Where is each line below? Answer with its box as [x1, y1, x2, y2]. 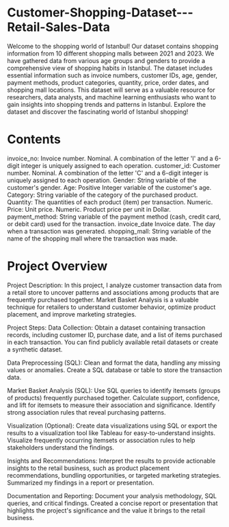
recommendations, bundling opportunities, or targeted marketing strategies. [7, 471, 221, 479]
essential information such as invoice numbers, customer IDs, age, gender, [7, 71, 217, 79]
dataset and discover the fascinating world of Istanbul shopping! [7, 108, 189, 116]
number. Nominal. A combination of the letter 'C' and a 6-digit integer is [7, 169, 208, 177]
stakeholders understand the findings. [7, 443, 115, 452]
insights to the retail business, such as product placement [7, 464, 170, 472]
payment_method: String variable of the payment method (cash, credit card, [7, 212, 221, 221]
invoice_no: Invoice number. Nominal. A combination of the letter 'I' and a [7, 154, 213, 162]
